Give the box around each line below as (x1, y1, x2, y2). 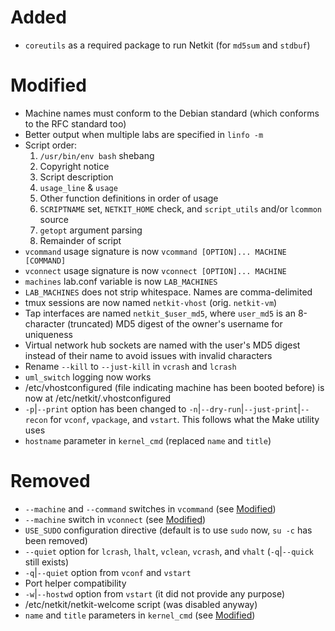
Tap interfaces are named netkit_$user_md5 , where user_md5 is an (24, 307, 296, 319)
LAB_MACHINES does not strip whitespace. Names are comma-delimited (24, 286, 313, 298)
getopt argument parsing (39, 224, 143, 236)
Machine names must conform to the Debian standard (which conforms (24, 107, 320, 119)
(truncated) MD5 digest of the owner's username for (66, 317, 283, 330)
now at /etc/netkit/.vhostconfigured (24, 392, 172, 404)
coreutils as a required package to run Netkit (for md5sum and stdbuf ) (24, 39, 311, 51)
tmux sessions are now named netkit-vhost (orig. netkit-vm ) (24, 296, 278, 308)
